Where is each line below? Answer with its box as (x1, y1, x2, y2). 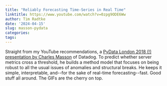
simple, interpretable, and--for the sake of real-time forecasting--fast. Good (5, 70, 161, 76)
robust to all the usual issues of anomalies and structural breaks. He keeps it (5, 64, 162, 70)
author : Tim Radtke (5, 16, 46, 21)
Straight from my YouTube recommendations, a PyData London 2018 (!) (5, 48, 152, 55)
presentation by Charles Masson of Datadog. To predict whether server (5, 54, 152, 60)
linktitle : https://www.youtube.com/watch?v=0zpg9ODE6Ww (5, 12, 126, 17)
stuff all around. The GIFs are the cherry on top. (5, 75, 103, 81)
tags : (5, 35, 16, 40)
